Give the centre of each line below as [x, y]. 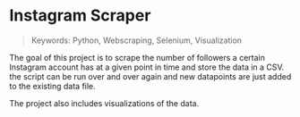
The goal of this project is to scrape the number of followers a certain [137, 57]
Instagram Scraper [80, 16]
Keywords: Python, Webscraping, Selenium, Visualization [137, 40]
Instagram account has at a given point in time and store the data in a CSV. [147, 67]
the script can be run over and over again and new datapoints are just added [150, 76]
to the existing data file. [52, 86]
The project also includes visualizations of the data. [104, 103]
